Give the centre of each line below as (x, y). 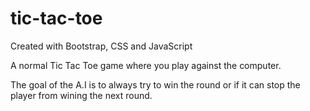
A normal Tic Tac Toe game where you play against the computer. (146, 65)
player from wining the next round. (81, 95)
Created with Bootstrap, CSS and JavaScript (101, 46)
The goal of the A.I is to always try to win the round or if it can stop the (155, 84)
